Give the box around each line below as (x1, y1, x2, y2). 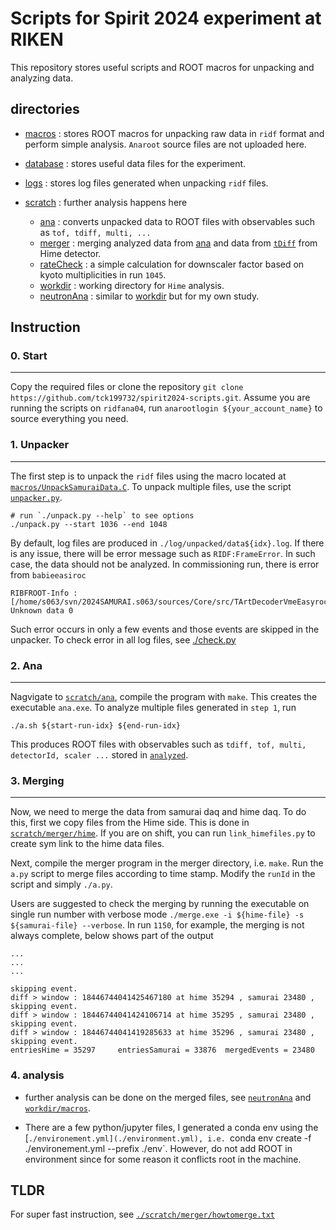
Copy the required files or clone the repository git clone (10, 381, 244, 393)
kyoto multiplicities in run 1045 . (39, 268, 167, 281)
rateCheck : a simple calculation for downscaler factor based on (39, 258, 305, 270)
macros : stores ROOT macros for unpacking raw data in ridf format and (24, 127, 325, 139)
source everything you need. (10, 413, 129, 425)
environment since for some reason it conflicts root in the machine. (24, 1153, 302, 1165)
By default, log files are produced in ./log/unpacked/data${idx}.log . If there (10, 537, 325, 549)
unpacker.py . (10, 491, 63, 503)
